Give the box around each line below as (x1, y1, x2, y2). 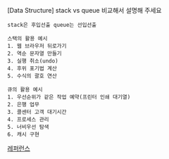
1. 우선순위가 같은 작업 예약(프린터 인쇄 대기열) (7, 94, 131, 101)
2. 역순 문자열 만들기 (7, 50, 62, 57)
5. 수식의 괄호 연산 (7, 72, 58, 79)
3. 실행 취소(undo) (7, 58, 58, 65)
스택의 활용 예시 (7, 35, 48, 42)
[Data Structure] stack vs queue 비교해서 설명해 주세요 (7, 6, 162, 14)
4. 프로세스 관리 (7, 116, 49, 123)
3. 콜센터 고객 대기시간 (7, 108, 67, 115)
